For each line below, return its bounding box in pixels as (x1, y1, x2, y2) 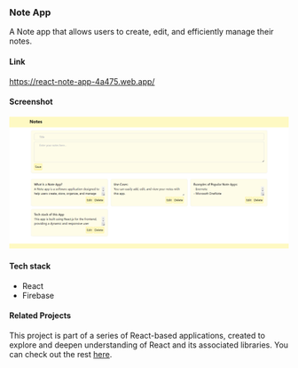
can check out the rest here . (9, 348, 113, 359)
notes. (9, 36, 33, 46)
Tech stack (9, 260, 51, 272)
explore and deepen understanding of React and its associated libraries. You (9, 340, 289, 350)
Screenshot (9, 96, 53, 108)
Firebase (21, 290, 55, 300)
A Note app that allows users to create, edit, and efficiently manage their (9, 27, 274, 37)
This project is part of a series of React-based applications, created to (9, 330, 266, 340)
